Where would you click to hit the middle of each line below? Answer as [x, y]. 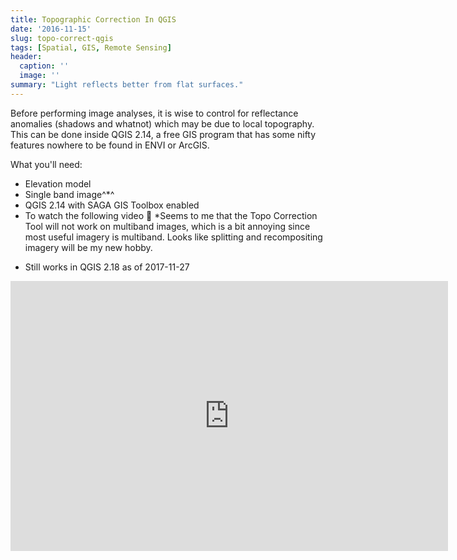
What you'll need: [46, 164]
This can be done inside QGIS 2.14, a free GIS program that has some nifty [163, 134]
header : [26, 57]
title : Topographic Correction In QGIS [93, 19]
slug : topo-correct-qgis [62, 38]
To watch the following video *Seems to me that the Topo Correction [171, 215]
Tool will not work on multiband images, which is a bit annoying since [167, 226]
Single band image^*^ [69, 194]
